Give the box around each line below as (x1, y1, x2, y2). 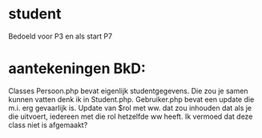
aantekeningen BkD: (8, 59, 147, 78)
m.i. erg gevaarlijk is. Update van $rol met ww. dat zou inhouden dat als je (8, 103, 252, 112)
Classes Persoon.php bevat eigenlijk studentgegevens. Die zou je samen (8, 86, 248, 95)
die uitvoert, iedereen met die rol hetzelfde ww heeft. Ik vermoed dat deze (8, 112, 253, 121)
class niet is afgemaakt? (8, 120, 88, 129)
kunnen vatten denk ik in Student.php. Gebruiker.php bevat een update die (8, 94, 255, 104)
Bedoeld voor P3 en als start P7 (8, 31, 113, 41)
